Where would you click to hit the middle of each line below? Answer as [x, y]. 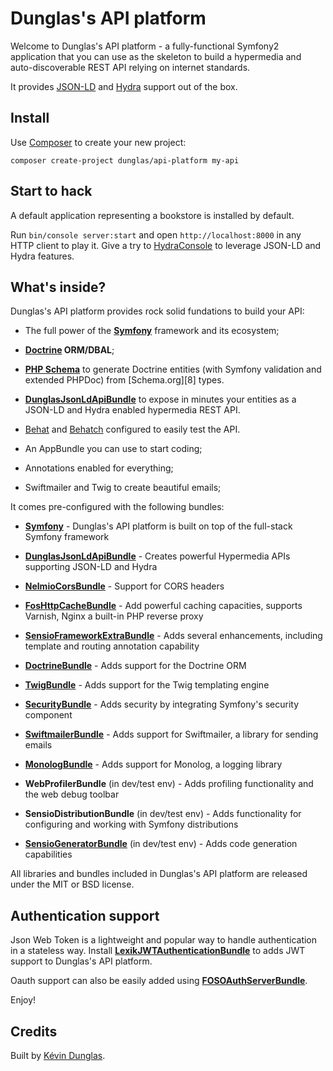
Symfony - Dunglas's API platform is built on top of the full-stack [158, 526]
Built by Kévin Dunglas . [58, 1055]
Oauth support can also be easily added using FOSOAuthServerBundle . [159, 981]
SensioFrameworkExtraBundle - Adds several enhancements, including [173, 636]
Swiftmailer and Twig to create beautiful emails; [123, 488]
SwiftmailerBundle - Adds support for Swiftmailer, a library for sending [171, 734]
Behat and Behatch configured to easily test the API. [132, 429]
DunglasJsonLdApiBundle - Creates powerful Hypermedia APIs [157, 556]
